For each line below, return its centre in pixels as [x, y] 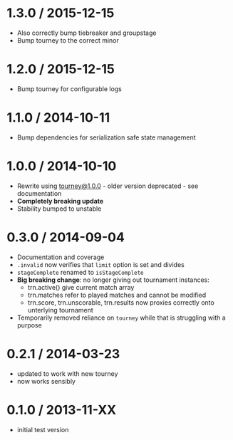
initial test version [43, 429]
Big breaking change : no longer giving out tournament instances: [113, 280]
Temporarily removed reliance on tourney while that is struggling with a [121, 318]
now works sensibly [46, 381]
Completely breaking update [60, 201]
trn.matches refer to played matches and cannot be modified [117, 295]
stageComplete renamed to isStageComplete [80, 272]
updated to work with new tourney [67, 373]
